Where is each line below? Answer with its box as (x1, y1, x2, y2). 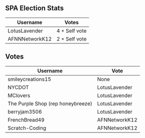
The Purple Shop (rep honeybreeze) (7, 100, 92, 107)
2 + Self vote (56, 35, 87, 42)
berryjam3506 (7, 108, 42, 115)
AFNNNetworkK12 (7, 35, 52, 42)
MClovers (7, 92, 30, 99)
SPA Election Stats (5, 4, 64, 12)
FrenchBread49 (7, 116, 45, 123)
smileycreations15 (7, 75, 51, 82)
